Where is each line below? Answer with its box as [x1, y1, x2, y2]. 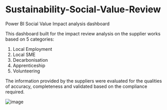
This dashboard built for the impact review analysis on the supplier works [5, 30, 161, 36]
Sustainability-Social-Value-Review [5, 4, 161, 15]
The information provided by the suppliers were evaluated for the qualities [5, 78, 162, 84]
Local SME [12, 51, 36, 58]
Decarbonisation [12, 57, 48, 63]
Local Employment [12, 46, 52, 52]
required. [5, 88, 25, 95]
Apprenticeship [12, 62, 45, 68]
